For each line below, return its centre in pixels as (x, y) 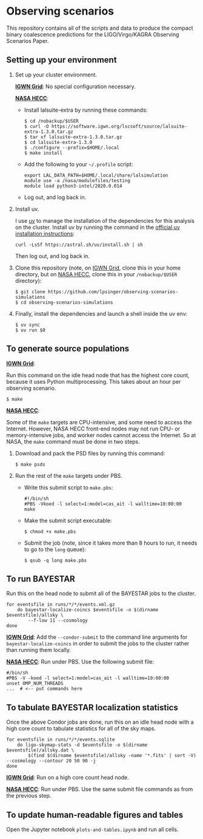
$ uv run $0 (30, 330)
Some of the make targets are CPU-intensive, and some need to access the (99, 422)
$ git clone (30, 292)
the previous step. (29, 796)
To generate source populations (68, 349)
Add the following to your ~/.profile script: (78, 164)
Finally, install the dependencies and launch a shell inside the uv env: (101, 313)
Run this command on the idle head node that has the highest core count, (98, 375)
